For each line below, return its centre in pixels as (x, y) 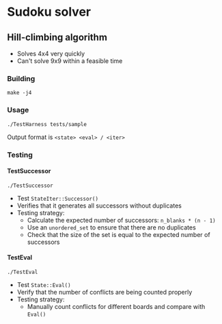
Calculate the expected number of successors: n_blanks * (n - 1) (122, 220)
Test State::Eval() (44, 284)
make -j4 (19, 93)
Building (21, 78)
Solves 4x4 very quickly (51, 53)
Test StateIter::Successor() (58, 198)
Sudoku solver (49, 12)
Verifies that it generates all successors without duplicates (99, 205)
